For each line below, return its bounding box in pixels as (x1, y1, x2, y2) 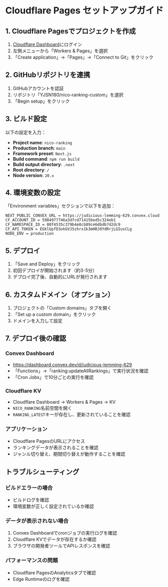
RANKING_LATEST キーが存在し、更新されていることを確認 (12, 411, 131, 418)
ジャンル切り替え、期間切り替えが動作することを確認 (12, 451, 126, 457)
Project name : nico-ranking (12, 139, 72, 145)
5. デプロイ (5, 246, 40, 255)
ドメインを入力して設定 (12, 318, 63, 324)
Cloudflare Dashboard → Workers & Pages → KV (12, 399, 116, 405)
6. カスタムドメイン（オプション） (5, 290, 115, 299)
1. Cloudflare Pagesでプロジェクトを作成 (5, 27, 136, 35)
